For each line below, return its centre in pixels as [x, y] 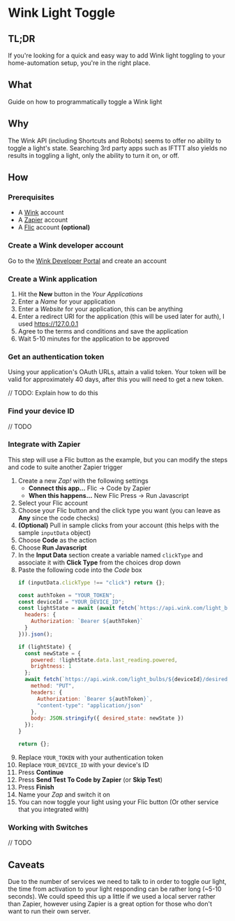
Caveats [26, 865]
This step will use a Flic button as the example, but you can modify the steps [118, 459]
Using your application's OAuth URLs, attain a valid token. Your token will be [117, 372]
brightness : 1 [51, 666]
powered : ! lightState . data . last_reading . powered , [105, 660]
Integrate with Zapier [44, 444]
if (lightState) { [45, 647]
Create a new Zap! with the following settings [83, 480]
